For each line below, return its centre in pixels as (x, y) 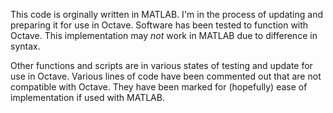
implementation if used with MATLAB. (87, 97)
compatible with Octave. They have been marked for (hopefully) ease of (159, 87)
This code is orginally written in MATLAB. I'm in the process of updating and (166, 14)
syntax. (25, 46)
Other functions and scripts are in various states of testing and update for (161, 65)
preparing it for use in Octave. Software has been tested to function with (159, 25)
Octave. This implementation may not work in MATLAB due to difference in (164, 35)
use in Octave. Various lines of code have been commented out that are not (166, 76)
